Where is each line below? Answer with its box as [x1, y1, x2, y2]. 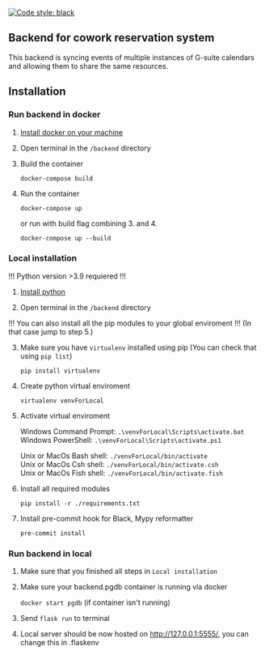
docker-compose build [19, 174, 93, 182]
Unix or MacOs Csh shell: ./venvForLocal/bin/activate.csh [19, 459, 219, 469]
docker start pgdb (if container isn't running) [19, 598, 171, 607]
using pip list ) [19, 351, 73, 360]
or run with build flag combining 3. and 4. [19, 219, 158, 228]
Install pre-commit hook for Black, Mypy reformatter [19, 513, 194, 523]
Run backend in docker [8, 109, 101, 121]
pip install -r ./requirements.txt [19, 499, 141, 508]
